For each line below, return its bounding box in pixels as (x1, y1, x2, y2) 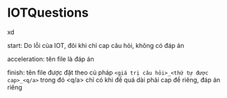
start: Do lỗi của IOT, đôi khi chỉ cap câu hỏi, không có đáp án (7, 41, 184, 49)
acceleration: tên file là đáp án (7, 54, 94, 63)
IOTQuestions (7, 5, 89, 21)
